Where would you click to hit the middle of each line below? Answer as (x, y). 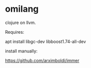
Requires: (15, 32)
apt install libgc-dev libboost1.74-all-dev (46, 41)
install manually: (21, 51)
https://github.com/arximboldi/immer (42, 60)
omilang (22, 9)
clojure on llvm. (21, 23)
